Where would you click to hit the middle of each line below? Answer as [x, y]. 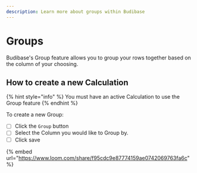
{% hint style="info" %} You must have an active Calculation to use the [93, 97]
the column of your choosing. [42, 64]
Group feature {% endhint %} [42, 103]
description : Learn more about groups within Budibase [76, 12]
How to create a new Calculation [68, 82]
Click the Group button [42, 126]
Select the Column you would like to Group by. [71, 133]
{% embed [19, 152]
